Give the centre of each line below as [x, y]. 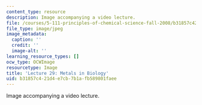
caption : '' [27, 40]
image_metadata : [26, 34]
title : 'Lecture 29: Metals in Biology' [58, 73]
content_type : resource [36, 12]
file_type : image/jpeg [35, 28]
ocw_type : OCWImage [31, 62]
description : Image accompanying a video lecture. [71, 17]
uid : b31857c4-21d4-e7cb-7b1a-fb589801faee [62, 79]
